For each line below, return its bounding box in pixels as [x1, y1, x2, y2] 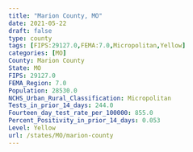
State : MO [8, 64, 42, 72]
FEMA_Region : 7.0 [8, 79, 67, 87]
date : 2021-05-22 [8, 19, 67, 27]
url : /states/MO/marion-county [8, 131, 114, 139]
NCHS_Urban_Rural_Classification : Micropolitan [8, 94, 172, 102]
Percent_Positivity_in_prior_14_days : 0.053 [8, 117, 161, 125]
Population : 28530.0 [8, 86, 78, 95]
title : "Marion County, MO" [8, 11, 103, 20]
